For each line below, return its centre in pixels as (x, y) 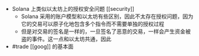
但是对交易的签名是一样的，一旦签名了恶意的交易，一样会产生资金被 (106, 31)
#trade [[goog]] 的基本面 (43, 46)
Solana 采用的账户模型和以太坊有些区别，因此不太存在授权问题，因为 (107, 16)
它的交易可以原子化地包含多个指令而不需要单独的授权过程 (93, 24)
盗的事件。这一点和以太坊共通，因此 (66, 39)
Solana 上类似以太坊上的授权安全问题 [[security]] (73, 9)
